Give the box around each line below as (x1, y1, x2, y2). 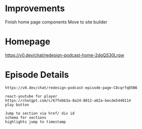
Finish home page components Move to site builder (5, 19, 108, 25)
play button (5, 102, 29, 107)
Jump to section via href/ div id (5, 111, 75, 116)
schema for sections (5, 115, 47, 120)
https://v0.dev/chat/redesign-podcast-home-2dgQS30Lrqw (5, 52, 125, 58)
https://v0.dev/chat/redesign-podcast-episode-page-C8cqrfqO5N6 (5, 85, 138, 90)
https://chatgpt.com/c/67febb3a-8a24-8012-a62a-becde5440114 (5, 98, 131, 103)
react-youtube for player (5, 93, 57, 99)
